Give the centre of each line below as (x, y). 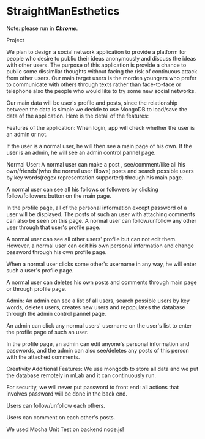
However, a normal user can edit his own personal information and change (100, 246)
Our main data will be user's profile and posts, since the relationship (92, 103)
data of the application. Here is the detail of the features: (77, 116)
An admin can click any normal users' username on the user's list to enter (99, 325)
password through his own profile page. (57, 252)
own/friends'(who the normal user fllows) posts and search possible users (100, 171)
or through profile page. (36, 288)
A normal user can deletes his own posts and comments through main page (102, 282)
